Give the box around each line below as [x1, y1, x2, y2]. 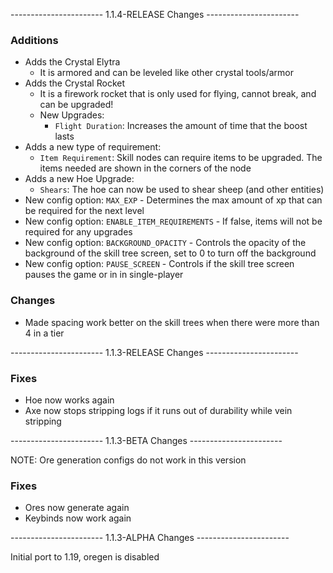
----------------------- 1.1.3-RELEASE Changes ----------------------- [10, 346, 299, 358]
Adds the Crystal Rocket [24, 77, 126, 89]
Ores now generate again [24, 502, 130, 514]
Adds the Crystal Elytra [24, 56, 121, 68]
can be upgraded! [39, 99, 114, 111]
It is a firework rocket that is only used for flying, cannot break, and [39, 88, 317, 100]
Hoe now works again [24, 394, 115, 406]
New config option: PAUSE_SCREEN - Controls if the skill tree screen [24, 258, 295, 270]
